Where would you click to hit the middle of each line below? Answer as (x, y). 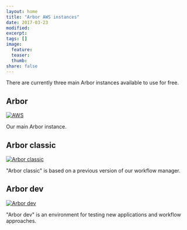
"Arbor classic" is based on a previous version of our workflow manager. (93, 170)
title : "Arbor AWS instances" (43, 17)
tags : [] (17, 39)
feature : (22, 50)
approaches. (21, 221)
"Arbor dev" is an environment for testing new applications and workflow (93, 214)
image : (14, 45)
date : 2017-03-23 (27, 22)
